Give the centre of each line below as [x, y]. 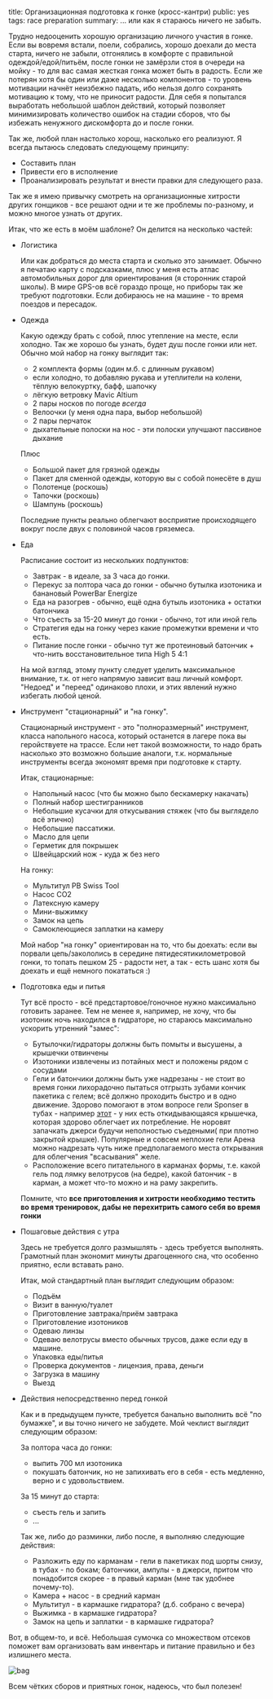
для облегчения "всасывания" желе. [97, 1157]
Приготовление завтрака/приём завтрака [105, 1314]
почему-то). [53, 1587]
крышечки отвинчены [70, 1053]
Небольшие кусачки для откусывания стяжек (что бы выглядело [145, 811]
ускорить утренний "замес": [70, 1028]
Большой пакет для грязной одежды [96, 469]
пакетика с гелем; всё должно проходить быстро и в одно [134, 1096]
